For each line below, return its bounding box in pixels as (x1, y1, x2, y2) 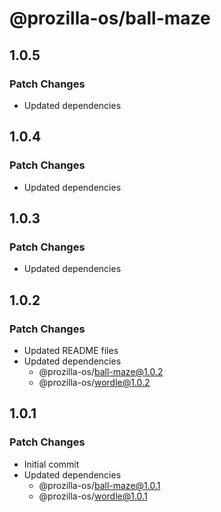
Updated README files (23, 344, 119, 356)
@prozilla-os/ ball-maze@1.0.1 (38, 479, 161, 491)
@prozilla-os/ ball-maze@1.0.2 (38, 365, 164, 377)
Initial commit (23, 458, 80, 470)
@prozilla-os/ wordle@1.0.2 (38, 376, 151, 388)
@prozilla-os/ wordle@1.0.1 (38, 490, 148, 502)
